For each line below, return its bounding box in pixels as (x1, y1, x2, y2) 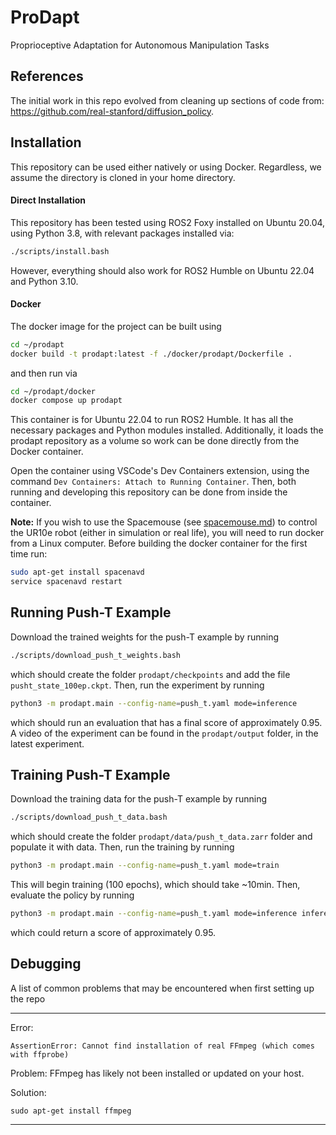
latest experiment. (10, 737, 85, 750)
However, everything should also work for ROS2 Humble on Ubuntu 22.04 (10, 264, 315, 276)
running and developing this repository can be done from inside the (10, 486, 288, 498)
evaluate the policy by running (10, 889, 135, 901)
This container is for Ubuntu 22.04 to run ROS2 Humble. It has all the (10, 414, 294, 426)
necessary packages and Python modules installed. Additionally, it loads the (10, 424, 324, 436)
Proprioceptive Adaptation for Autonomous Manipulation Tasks (10, 39, 270, 51)
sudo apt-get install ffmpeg (10, 1106, 132, 1116)
